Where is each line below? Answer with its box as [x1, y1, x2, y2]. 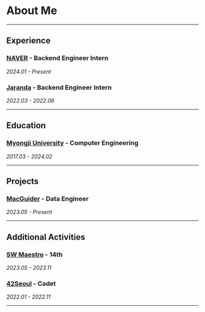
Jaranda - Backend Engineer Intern [6, 83, 112, 92]
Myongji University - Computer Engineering [6, 139, 139, 147]
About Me [6, 4, 57, 18]
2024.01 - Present [6, 68, 52, 75]
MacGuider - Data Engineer [6, 194, 89, 202]
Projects [6, 176, 39, 187]
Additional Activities [6, 232, 85, 242]
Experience [6, 35, 51, 46]
